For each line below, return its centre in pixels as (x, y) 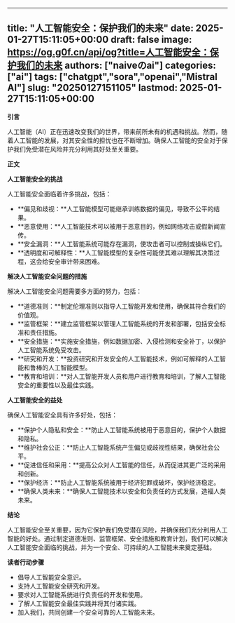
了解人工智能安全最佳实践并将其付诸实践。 (79, 603)
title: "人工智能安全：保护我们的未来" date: (100, 28)
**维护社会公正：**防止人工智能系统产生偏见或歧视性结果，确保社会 (115, 447)
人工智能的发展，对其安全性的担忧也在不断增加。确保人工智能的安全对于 (117, 140)
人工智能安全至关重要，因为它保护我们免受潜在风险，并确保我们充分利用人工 (117, 530)
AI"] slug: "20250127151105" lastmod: (93, 88)
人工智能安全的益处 (35, 400)
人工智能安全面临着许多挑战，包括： (59, 194)
